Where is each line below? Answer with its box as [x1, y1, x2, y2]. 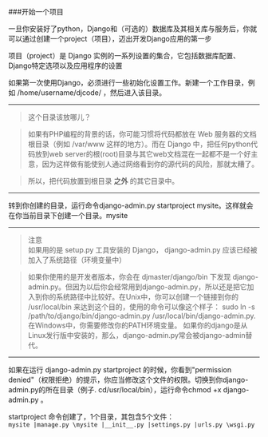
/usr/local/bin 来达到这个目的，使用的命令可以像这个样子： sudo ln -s [27, 302, 255, 312]
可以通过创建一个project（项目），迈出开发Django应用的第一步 [8, 34, 212, 43]
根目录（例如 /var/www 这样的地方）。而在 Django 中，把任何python [27, 139, 251, 149]
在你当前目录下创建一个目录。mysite [8, 211, 128, 220]
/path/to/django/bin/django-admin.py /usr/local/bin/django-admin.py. [27, 311, 257, 320]
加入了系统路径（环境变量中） [27, 255, 126, 264]
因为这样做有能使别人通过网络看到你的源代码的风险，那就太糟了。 [41, 159, 259, 169]
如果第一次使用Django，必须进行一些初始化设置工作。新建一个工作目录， [8, 78, 249, 87]
